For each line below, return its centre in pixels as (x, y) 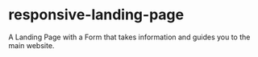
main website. (31, 45)
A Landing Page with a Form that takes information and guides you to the (129, 37)
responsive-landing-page (96, 15)
